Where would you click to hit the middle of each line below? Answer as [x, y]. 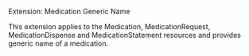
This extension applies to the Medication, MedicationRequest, [109, 26]
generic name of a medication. [58, 43]
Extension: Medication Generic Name [69, 11]
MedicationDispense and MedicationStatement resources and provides [124, 35]
